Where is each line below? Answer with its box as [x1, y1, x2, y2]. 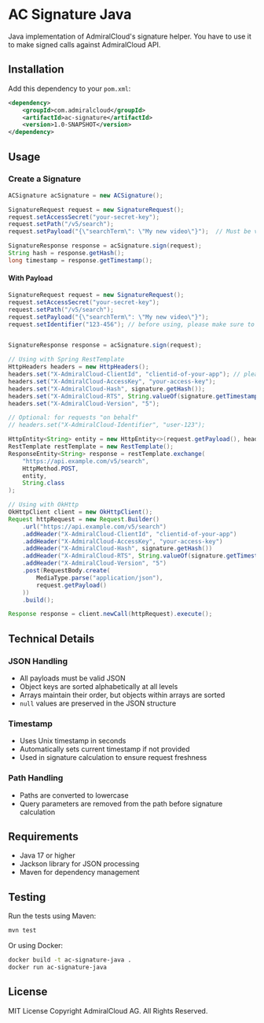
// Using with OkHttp [8, 501, 79, 509]
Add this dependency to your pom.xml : [8, 83, 131, 93]
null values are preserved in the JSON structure [19, 699, 177, 708]
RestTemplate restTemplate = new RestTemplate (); [8, 443, 174, 450]
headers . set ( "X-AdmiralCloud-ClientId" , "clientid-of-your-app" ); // [8, 370, 241, 379]
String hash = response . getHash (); [8, 250, 125, 258]
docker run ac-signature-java [8, 963, 108, 971]
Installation [8, 63, 64, 76]
